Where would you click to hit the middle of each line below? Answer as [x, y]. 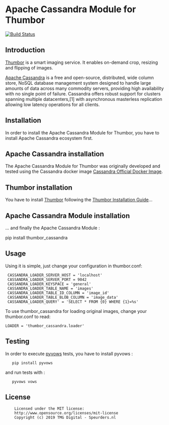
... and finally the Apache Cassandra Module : [52, 228]
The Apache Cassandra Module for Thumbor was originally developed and [83, 166]
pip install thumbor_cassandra [37, 238]
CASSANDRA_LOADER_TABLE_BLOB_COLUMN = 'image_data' [63, 297]
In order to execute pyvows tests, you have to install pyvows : [69, 353]
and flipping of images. [29, 67]
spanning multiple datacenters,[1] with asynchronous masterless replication [84, 99]
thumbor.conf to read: [28, 316]
